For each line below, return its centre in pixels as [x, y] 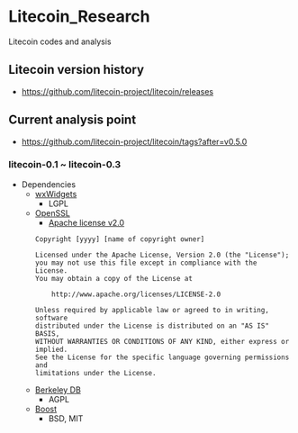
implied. [51, 349]
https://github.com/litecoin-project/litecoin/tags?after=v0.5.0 [134, 141]
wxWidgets [56, 194]
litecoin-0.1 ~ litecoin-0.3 [65, 165]
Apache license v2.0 [86, 222]
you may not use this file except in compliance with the [146, 263]
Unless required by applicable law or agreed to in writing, [152, 310]
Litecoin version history [77, 70]
